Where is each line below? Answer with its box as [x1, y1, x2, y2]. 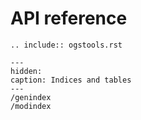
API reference [10, 7, 128, 30]
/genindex [10, 92, 52, 102]
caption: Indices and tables [10, 75, 132, 85]
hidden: [10, 66, 43, 76]
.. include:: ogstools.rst [10, 40, 123, 50]
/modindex [10, 101, 52, 111]
